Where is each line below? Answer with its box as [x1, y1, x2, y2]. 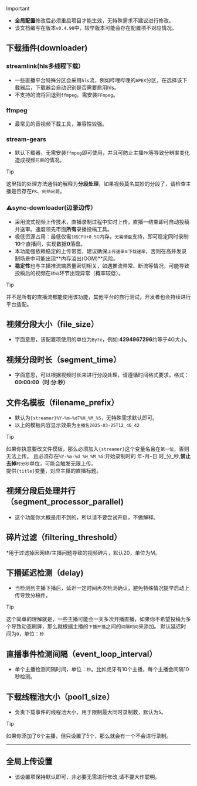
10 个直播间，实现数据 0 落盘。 [14, 240, 86, 247]
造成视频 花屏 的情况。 [14, 156, 65, 163]
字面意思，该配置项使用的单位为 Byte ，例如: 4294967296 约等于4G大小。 [14, 336, 191, 343]
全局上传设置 [6, 757, 53, 767]
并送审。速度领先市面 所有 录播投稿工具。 [14, 225, 113, 233]
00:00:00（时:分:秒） [14, 379, 69, 386]
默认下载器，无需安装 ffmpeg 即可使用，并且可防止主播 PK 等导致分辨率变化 [14, 149, 191, 156]
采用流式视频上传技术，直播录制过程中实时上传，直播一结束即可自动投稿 [14, 218, 189, 225]
